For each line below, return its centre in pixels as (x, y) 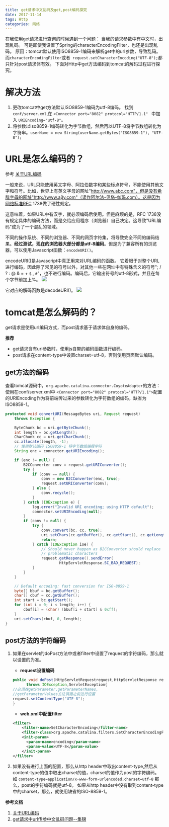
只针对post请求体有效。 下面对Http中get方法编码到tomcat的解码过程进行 (80, 64)
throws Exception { (35, 419)
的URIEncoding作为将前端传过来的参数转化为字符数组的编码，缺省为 (76, 398)
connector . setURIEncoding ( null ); (67, 512)
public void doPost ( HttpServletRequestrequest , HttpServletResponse (85, 680)
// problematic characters (69, 554)
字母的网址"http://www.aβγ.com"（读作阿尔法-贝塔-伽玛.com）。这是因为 (85, 197)
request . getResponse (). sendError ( (77, 558)
